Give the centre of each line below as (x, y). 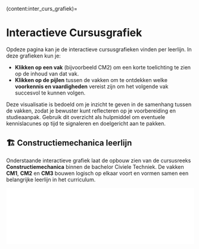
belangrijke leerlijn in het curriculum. (51, 180)
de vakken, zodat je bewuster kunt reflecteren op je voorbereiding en (91, 111)
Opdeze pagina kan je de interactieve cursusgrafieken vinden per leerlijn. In (99, 49)
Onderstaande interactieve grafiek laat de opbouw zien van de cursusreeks (99, 160)
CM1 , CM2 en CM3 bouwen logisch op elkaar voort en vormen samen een (97, 173)
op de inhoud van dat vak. (47, 74)
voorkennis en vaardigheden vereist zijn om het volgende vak (91, 86)
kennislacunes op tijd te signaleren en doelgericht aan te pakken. (86, 123)
